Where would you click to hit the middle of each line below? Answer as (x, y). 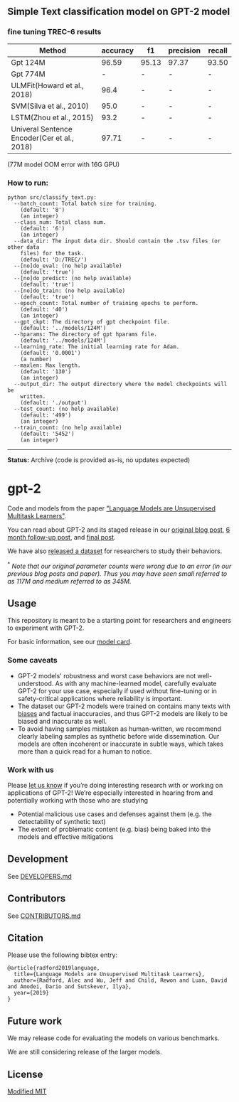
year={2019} (32, 993)
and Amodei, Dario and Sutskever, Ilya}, (70, 987)
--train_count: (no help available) (68, 427)
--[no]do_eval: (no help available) (68, 266)
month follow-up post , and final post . (62, 537)
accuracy (117, 50)
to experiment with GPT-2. (46, 628)
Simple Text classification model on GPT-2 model (119, 12)
